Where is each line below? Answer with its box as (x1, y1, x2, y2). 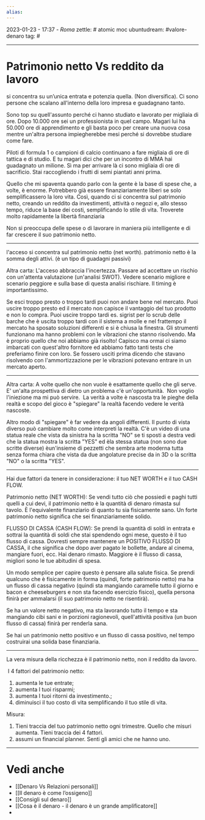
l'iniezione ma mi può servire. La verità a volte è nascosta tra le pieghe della (6, 394, 198, 401)
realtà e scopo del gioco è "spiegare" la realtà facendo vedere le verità (6, 400, 184, 407)
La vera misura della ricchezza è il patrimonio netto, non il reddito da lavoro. (6, 655, 197, 663)
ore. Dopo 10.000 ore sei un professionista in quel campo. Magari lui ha (6, 117, 186, 125)
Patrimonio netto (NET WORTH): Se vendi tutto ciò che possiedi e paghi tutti (6, 493, 198, 500)
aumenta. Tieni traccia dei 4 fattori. (15, 728, 104, 736)
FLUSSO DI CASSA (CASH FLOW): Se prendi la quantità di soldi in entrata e (6, 524, 195, 532)
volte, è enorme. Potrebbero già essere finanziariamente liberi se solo (6, 186, 181, 194)
